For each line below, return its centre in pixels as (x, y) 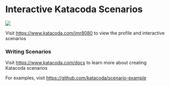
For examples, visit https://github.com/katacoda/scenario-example (76, 78)
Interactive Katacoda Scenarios (74, 9)
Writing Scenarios (28, 51)
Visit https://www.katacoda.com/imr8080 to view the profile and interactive (85, 33)
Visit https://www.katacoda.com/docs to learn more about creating (76, 63)
